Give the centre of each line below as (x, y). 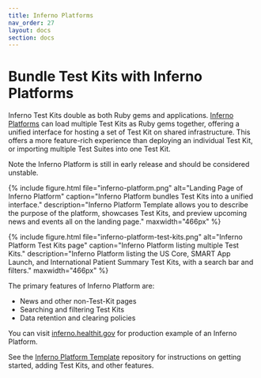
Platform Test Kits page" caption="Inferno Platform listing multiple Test (124, 245)
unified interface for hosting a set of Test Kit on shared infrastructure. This (129, 132)
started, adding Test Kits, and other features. (81, 365)
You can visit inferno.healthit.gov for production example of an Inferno (123, 334)
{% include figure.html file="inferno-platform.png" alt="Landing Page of (126, 188)
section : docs (32, 38)
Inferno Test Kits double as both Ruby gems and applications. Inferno (121, 115)
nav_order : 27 (32, 23)
